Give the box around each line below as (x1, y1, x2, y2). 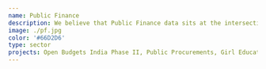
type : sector (8, 41, 51, 49)
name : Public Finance (8, 11, 80, 20)
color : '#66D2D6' (8, 33, 66, 42)
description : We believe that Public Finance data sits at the (8, 19, 222, 27)
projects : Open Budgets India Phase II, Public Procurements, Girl (8, 48, 236, 56)
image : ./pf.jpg (8, 26, 62, 34)
